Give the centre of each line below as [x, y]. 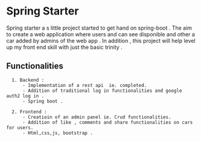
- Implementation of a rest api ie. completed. [85, 85]
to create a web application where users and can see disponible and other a [101, 34]
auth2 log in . [25, 96]
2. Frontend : [29, 112]
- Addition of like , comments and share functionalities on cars [107, 122]
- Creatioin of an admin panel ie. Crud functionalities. [97, 117]
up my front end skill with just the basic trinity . [64, 47]
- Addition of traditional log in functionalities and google [102, 91]
